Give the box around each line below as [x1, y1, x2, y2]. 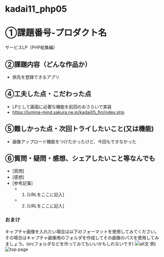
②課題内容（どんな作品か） [5, 60, 92, 69]
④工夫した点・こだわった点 [5, 90, 92, 98]
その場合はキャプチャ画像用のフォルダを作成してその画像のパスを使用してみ [5, 234, 159, 240]
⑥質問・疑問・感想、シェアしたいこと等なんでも [5, 154, 156, 163]
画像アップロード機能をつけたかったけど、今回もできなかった [12, 139, 137, 144]
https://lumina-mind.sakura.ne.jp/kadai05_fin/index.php [12, 109, 125, 115]
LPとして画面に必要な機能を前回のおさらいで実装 [12, 104, 112, 110]
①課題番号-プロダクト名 [5, 27, 107, 39]
